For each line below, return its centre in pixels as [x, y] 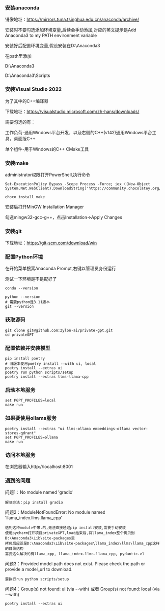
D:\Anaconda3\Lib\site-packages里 [40, 539]
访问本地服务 [20, 455]
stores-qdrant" [21, 433]
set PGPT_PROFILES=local [30, 400]
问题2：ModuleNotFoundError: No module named [55, 512]
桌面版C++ [25, 139]
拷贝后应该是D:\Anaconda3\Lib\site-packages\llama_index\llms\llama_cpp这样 [82, 543]
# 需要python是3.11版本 [27, 302]
